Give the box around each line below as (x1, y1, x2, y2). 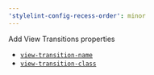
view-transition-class (19, 60, 97, 68)
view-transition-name (19, 51, 93, 59)
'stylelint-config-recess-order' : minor (8, 11, 147, 20)
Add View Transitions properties (8, 34, 115, 44)
